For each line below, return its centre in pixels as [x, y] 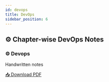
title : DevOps [20, 14]
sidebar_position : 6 [27, 19]
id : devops [16, 10]
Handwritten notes [24, 64]
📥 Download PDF [23, 74]
